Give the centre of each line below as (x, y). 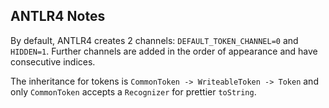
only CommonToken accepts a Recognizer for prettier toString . (133, 91)
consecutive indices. (53, 61)
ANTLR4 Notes (58, 16)
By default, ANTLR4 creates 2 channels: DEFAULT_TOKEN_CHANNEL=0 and (154, 40)
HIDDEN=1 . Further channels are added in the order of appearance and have (164, 51)
